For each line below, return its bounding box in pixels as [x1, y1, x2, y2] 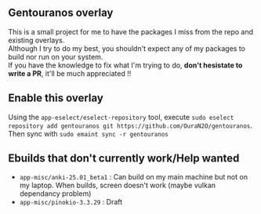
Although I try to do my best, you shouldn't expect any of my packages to [8, 43, 245, 53]
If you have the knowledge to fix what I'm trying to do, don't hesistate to [8, 60, 243, 70]
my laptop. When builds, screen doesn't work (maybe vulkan [19, 180, 216, 190]
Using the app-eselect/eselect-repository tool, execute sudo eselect [8, 112, 234, 122]
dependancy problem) [19, 189, 92, 198]
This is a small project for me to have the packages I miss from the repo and [8, 27, 253, 36]
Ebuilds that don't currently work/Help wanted [8, 152, 240, 165]
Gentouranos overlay [8, 6, 114, 20]
